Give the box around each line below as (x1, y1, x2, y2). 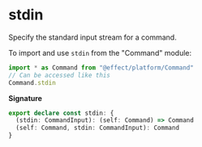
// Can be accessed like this (8, 71, 111, 79)
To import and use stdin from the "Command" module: (8, 48, 192, 57)
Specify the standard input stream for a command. (8, 32, 177, 42)
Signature (8, 93, 43, 103)
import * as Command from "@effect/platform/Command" (8, 63, 195, 72)
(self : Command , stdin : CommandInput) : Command (15, 124, 180, 132)
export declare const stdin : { (8, 109, 114, 117)
